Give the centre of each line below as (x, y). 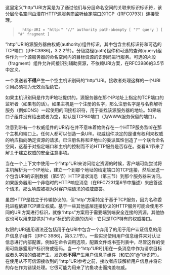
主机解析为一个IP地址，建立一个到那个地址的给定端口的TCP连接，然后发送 (83, 170)
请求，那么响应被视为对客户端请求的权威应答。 (58, 189)
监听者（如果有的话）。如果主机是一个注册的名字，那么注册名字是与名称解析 (84, 104)
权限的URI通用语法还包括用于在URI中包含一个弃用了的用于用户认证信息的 (81, 229)
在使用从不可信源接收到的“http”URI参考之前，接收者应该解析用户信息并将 (81, 261)
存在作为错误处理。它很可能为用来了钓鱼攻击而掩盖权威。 (69, 267)
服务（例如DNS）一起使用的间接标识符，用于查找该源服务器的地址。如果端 (83, 110)
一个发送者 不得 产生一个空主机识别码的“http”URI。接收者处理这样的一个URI (83, 80)
